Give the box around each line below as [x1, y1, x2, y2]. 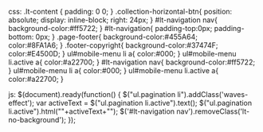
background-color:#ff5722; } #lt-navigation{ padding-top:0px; [8, 24, 213, 33]
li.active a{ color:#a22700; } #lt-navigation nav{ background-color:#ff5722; [8, 57, 256, 67]
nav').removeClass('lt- [176, 107, 249, 116]
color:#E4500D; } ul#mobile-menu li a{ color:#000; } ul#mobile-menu [8, 49, 237, 58]
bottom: [8, 32, 34, 41]
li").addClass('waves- [177, 90, 249, 99]
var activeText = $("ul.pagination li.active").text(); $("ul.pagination [35, 99, 253, 107]
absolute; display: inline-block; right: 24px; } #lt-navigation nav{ [8, 15, 218, 25]
